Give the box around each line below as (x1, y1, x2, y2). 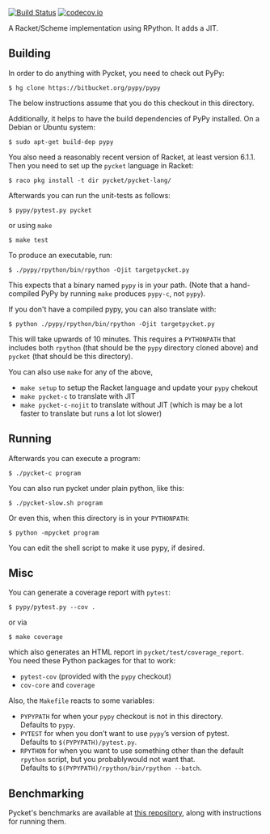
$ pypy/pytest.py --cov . (8, 603, 95, 612)
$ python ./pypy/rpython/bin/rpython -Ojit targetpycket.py (8, 320, 216, 328)
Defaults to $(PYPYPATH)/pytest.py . (19, 737, 137, 747)
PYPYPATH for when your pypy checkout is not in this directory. (19, 712, 224, 722)
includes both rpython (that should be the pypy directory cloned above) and (8, 342, 259, 352)
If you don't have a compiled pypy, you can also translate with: (8, 304, 217, 314)
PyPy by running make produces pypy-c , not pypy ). (40, 288, 206, 298)
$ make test (8, 235, 49, 244)
